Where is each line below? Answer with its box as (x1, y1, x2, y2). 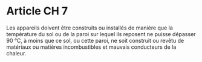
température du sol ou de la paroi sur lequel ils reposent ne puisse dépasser (6, 30, 196, 37)
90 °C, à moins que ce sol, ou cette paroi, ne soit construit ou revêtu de (6, 37, 184, 44)
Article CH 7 (6, 4, 68, 18)
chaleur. (6, 49, 27, 57)
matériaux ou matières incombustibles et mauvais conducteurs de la (6, 43, 177, 51)
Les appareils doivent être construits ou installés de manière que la (6, 24, 174, 31)
